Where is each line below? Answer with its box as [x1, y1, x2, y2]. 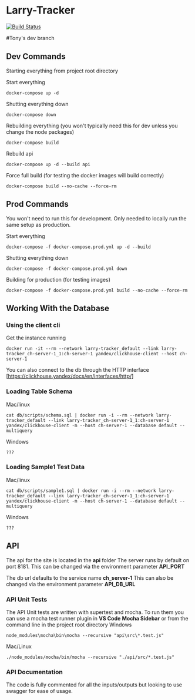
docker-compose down [6, 111, 57, 118]
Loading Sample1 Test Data [6, 463, 85, 471]
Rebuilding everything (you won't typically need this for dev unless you [6, 122, 178, 129]
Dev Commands [6, 51, 66, 62]
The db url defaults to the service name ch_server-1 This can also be [6, 574, 174, 581]
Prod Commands [6, 199, 69, 209]
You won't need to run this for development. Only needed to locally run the [6, 214, 187, 222]
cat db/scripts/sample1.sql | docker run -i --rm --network [6, 487, 157, 494]
